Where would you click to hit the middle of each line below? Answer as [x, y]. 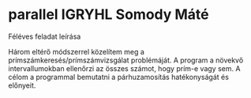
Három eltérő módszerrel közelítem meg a [76, 51]
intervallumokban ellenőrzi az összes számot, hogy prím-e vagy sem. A [124, 68]
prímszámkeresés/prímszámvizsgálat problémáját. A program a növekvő [126, 60]
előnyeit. [22, 85]
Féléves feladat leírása [45, 36]
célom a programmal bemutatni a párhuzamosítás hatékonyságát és [118, 77]
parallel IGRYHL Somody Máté [109, 15]
